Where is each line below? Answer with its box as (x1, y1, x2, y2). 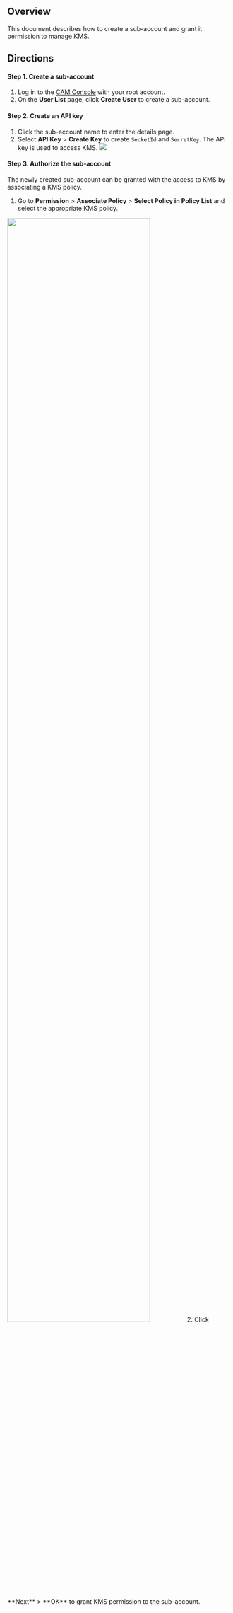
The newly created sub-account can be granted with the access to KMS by (7, 175, 226, 183)
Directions (7, 52, 54, 64)
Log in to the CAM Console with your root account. (17, 88, 166, 96)
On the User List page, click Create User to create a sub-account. (17, 96, 210, 104)
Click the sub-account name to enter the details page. (17, 127, 175, 136)
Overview (7, 6, 52, 18)
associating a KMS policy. (7, 183, 83, 191)
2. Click (186, 1315, 210, 1324)
